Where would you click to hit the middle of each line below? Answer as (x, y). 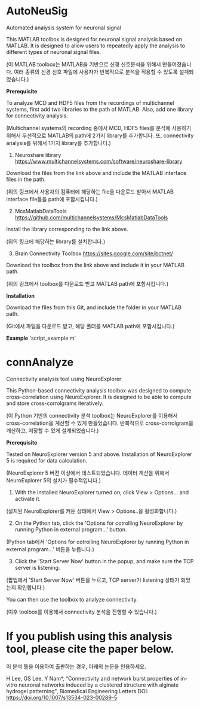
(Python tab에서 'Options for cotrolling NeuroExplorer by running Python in (98, 542)
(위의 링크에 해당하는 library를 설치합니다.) (56, 241)
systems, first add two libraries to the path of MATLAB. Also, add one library (100, 109)
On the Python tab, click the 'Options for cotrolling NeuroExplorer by (99, 523)
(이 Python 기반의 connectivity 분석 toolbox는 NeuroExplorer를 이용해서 (92, 415)
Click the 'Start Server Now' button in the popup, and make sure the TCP (104, 561)
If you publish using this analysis (89, 637)
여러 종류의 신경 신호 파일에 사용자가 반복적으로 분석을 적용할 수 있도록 (96, 72)
